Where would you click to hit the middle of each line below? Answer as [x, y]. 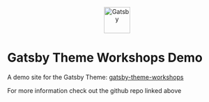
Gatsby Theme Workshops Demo [105, 58]
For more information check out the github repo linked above [94, 90]
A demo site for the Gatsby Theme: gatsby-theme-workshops [95, 77]
